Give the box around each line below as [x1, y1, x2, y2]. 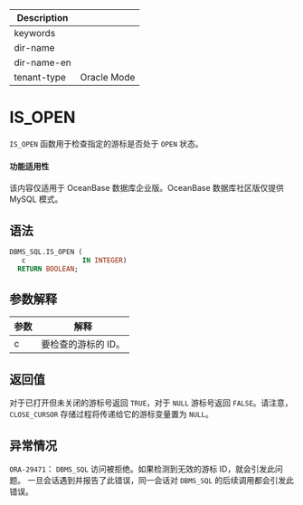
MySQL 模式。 [9, 194, 63, 205]
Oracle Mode [80, 71, 136, 83]
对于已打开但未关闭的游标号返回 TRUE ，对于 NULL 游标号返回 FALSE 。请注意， [9, 397, 293, 408]
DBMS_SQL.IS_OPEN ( [9, 247, 83, 256]
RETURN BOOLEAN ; [17, 264, 79, 273]
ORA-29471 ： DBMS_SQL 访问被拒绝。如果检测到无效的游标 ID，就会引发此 [9, 463, 276, 474]
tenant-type [14, 71, 66, 83]
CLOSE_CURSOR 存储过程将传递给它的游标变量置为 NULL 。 [9, 409, 214, 420]
